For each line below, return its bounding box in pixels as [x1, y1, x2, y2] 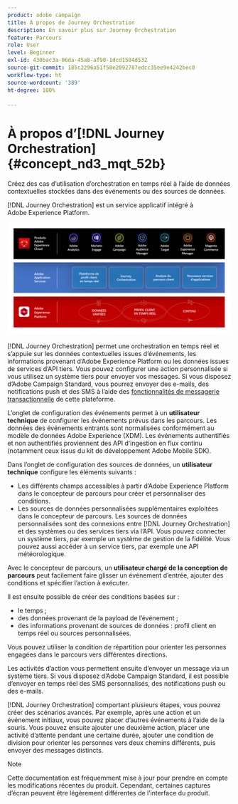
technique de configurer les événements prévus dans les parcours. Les [7, 417, 217, 425]
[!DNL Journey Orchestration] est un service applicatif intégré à [7, 201, 194, 209]
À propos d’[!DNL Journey [7, 125, 165, 142]
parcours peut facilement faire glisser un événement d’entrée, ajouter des [7, 571, 224, 580]
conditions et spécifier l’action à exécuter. [7, 579, 129, 588]
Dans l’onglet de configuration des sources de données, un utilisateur [7, 460, 213, 469]
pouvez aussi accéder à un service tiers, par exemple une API [17, 542, 199, 551]
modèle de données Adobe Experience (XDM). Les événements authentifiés [7, 432, 230, 440]
